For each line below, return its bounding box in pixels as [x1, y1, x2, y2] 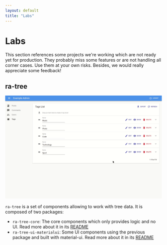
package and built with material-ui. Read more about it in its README [12, 234, 154, 240]
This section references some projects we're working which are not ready [5, 52, 157, 58]
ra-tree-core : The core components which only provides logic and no [12, 218, 156, 224]
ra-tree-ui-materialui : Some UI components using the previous [12, 229, 145, 235]
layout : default [5, 8, 39, 13]
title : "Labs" [5, 13, 35, 18]
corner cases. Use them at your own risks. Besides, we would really [5, 62, 144, 68]
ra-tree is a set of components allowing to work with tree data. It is [5, 203, 143, 209]
